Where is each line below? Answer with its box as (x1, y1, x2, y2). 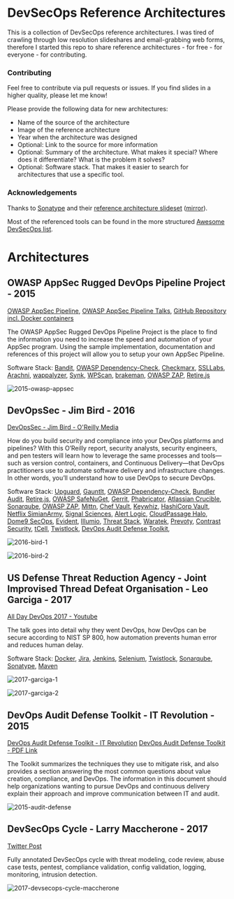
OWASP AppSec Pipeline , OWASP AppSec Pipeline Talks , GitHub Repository (7, 306, 227, 315)
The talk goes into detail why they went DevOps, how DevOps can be (7, 626, 207, 635)
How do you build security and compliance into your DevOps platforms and (7, 437, 224, 445)
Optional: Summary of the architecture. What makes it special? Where (17, 148, 219, 157)
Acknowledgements (7, 187, 78, 197)
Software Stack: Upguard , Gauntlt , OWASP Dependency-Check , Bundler (7, 488, 215, 496)
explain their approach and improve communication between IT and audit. (7, 789, 220, 798)
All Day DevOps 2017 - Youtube (7, 612, 98, 621)
